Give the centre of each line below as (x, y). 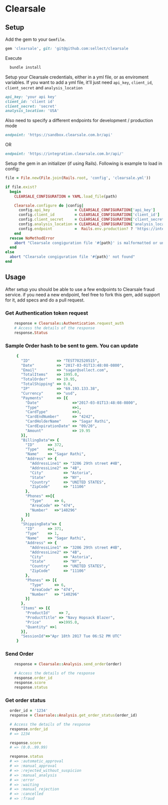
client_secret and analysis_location (44, 87)
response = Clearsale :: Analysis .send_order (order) (68, 664)
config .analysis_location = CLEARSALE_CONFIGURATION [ (76, 224)
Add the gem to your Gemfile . (35, 39)
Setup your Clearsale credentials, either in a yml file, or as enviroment (77, 77)
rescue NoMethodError (32, 238)
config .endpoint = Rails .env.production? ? (76, 229)
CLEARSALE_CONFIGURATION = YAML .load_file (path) (66, 196)
